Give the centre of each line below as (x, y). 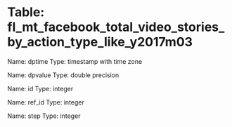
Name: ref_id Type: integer (46, 102)
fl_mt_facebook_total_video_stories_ (116, 27)
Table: (26, 12)
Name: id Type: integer (40, 88)
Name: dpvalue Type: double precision (63, 75)
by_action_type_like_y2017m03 (100, 42)
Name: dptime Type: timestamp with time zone (75, 61)
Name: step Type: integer (44, 116)
